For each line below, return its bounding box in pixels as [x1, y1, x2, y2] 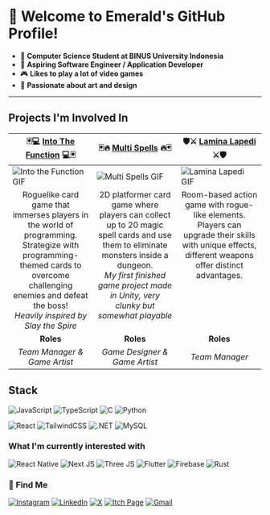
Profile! [8, 24, 59, 43]
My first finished [104, 269, 166, 280]
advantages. [195, 269, 243, 280]
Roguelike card [22, 189, 79, 200]
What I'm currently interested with [8, 441, 146, 452]
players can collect [99, 209, 171, 220]
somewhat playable [97, 309, 173, 321]
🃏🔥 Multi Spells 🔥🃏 [98, 143, 172, 154]
